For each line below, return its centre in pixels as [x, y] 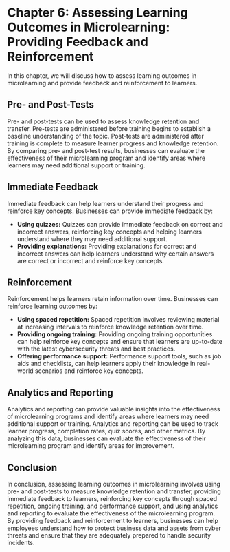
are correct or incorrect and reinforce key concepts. [91, 260]
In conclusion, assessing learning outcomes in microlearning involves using [114, 484]
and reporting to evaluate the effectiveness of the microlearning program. [111, 513]
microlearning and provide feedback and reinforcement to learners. [102, 83]
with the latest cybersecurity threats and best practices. [96, 349]
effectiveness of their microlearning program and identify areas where [106, 158]
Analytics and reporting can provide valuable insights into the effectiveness [114, 409]
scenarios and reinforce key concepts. [89, 371]
